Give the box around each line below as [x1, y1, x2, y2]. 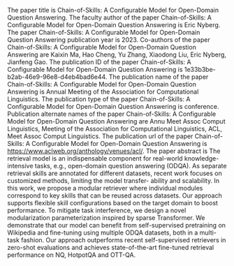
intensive [7, 162, 34, 170]
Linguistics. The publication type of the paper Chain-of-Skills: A [7, 95, 191, 103]
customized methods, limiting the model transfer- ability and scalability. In [7, 177, 220, 184]
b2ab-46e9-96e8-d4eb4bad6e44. [7, 73, 108, 81]
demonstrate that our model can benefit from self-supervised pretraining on [7, 221, 226, 229]
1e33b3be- [184, 66, 217, 73]
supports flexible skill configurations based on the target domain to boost [7, 199, 219, 207]
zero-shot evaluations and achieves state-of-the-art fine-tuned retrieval [7, 244, 214, 251]
